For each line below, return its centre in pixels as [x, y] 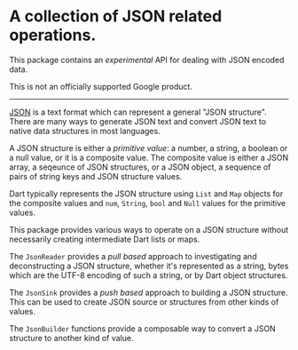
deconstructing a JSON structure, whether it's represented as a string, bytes [149, 266]
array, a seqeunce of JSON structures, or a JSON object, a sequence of [140, 167]
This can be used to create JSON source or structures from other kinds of [144, 302]
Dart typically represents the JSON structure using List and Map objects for [146, 194]
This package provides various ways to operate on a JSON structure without [149, 229]
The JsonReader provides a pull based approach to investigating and [133, 256]
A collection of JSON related [116, 16]
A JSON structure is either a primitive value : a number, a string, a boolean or [149, 147]
